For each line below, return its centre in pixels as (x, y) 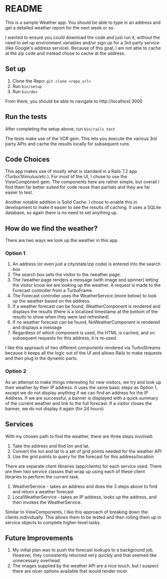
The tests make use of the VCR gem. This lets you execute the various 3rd (81, 138)
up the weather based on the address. (51, 301)
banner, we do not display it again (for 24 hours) (55, 408)
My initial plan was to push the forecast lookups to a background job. (83, 550)
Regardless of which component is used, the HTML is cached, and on (83, 333)
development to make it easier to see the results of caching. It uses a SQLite (83, 208)
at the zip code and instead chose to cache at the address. (65, 53)
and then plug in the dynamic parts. (42, 358)
